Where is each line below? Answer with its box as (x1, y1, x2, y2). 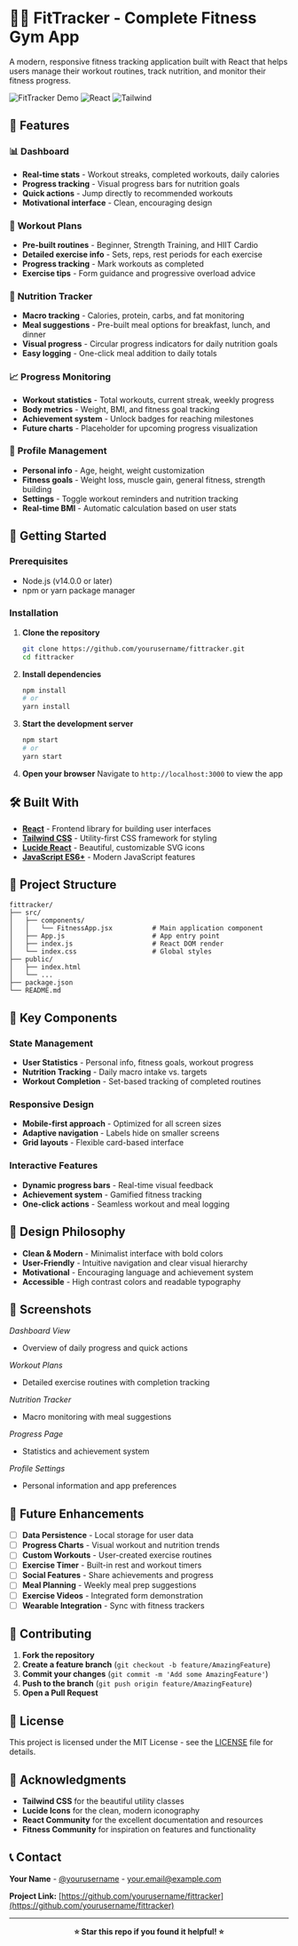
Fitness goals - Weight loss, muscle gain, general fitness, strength (21, 475, 266, 485)
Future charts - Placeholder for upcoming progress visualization (21, 422, 259, 434)
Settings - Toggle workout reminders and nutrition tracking (21, 493, 239, 504)
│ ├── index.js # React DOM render (9, 939, 224, 949)
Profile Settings (9, 1463, 66, 1474)
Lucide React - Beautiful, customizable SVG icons (21, 841, 206, 852)
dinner (21, 329, 46, 340)
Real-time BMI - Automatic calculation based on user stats (21, 502, 237, 514)
